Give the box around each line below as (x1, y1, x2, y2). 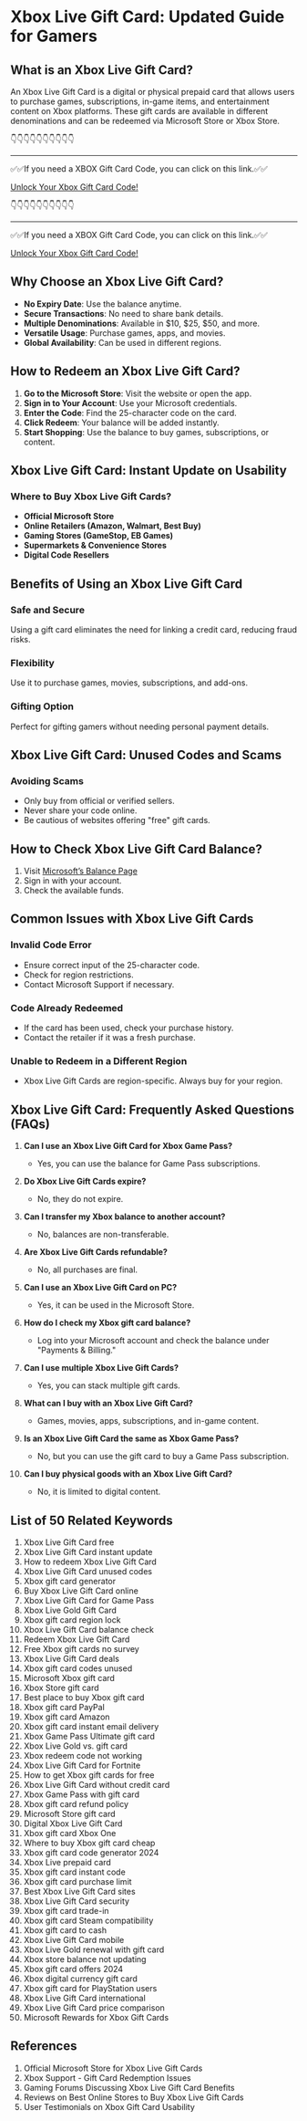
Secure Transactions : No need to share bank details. (23, 308, 224, 319)
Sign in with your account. (23, 875, 122, 886)
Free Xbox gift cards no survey (23, 1644, 139, 1654)
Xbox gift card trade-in (23, 1906, 109, 1916)
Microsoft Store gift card (23, 1809, 117, 1819)
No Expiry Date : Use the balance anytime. (23, 298, 182, 309)
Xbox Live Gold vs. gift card (23, 1740, 128, 1751)
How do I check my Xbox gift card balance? (23, 1317, 191, 1329)
